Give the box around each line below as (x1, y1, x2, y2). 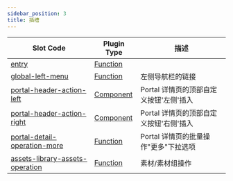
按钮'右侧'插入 (147, 119, 193, 128)
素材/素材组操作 (140, 158, 192, 168)
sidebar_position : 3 (7, 10, 67, 17)
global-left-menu (10, 71, 69, 80)
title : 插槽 (7, 17, 40, 24)
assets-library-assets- (10, 153, 88, 163)
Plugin (103, 39, 125, 49)
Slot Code (32, 43, 66, 53)
